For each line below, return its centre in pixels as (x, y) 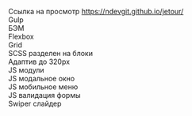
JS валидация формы (44, 95)
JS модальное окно (42, 79)
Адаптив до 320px (39, 62)
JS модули (26, 70)
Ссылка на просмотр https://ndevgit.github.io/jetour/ (96, 11)
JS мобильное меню (43, 87)
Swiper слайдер (35, 103)
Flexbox (21, 36)
